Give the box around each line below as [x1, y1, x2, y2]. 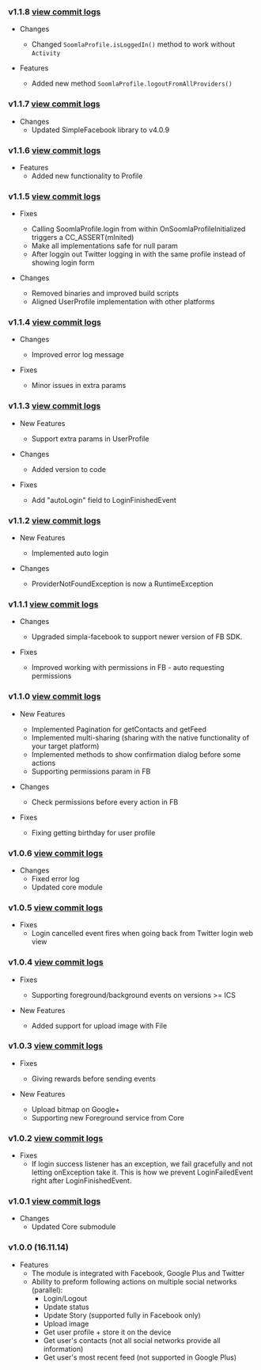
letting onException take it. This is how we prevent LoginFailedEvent [31, 1167, 253, 1178]
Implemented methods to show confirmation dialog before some [31, 749, 241, 759]
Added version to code [31, 464, 107, 474]
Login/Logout [43, 1293, 88, 1303]
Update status [43, 1302, 89, 1311]
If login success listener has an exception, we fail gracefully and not [31, 1159, 253, 1169]
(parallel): [31, 1285, 63, 1295]
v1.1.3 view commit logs [8, 401, 101, 412]
